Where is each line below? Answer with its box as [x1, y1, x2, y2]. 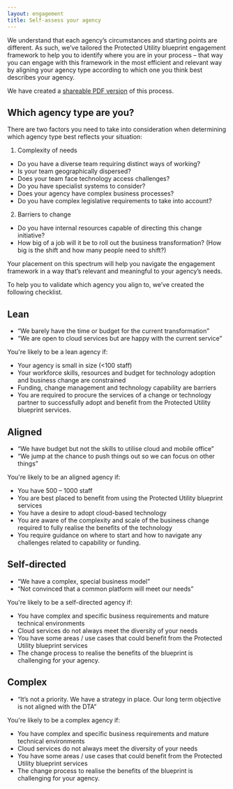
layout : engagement [7, 10, 64, 17]
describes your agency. [7, 73, 75, 81]
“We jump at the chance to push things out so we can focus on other [17, 452, 215, 460]
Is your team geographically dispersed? [17, 167, 131, 175]
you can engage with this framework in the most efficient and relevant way [7, 58, 222, 66]
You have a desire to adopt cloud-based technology [17, 508, 167, 517]
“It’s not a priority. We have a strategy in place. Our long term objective [17, 695, 221, 703]
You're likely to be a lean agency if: [7, 348, 108, 356]
